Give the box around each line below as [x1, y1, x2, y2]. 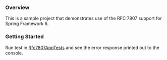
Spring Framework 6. [5, 20, 49, 26]
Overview [5, 4, 30, 11]
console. [5, 49, 24, 56]
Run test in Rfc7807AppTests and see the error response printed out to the [5, 44, 160, 50]
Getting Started [5, 33, 44, 40]
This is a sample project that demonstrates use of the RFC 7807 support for [5, 15, 162, 21]
